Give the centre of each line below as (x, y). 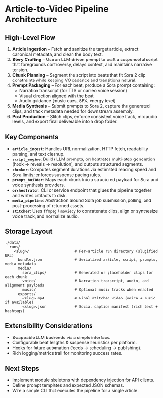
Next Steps (22, 368)
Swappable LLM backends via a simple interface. (61, 338)
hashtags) (15, 311)
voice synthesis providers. (38, 185)
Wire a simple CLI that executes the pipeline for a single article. (75, 391)
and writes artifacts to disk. (39, 195)
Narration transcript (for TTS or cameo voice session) (73, 90)
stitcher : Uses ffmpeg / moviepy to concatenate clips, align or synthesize (85, 211)
